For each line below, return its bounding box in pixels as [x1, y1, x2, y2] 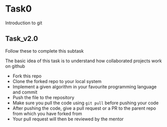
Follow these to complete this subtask [5, 48, 84, 54]
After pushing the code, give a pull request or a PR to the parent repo [12, 105, 156, 111]
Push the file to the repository [12, 94, 75, 100]
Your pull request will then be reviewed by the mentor [12, 116, 124, 122]
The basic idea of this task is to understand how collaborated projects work [5, 58, 162, 64]
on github [5, 63, 25, 69]
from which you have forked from [12, 110, 82, 116]
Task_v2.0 [5, 34, 38, 43]
